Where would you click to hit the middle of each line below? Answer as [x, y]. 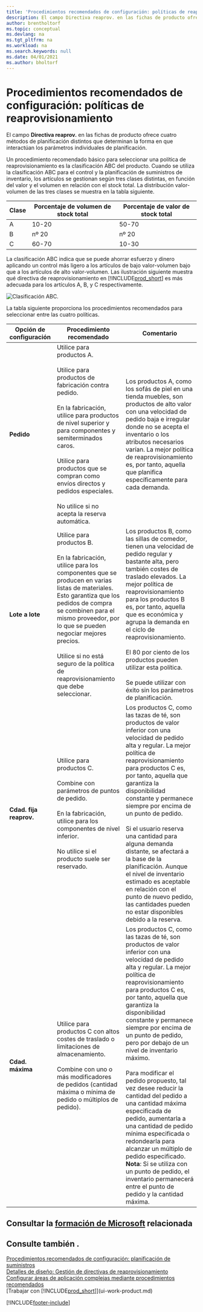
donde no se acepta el [157, 427]
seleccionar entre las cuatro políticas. [53, 315]
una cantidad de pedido [159, 1126]
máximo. [138, 1058]
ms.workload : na [27, 46]
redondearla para [150, 1141]
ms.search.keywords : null [39, 51]
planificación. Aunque [157, 866]
